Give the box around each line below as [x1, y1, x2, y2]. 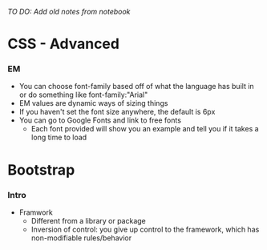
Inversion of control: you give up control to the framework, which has [30, 224, 260, 234]
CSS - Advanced [7, 35, 119, 53]
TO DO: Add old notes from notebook [7, 7, 131, 16]
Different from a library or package [30, 216, 146, 225]
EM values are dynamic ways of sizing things [18, 99, 168, 108]
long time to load [30, 132, 87, 143]
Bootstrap [7, 160, 75, 179]
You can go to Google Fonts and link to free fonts [18, 115, 182, 125]
